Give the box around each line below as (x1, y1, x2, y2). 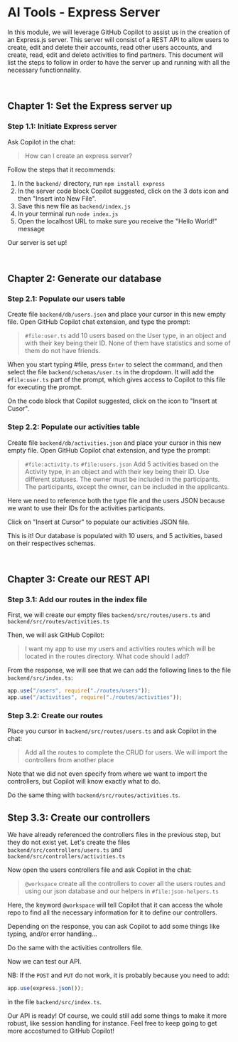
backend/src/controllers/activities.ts (7, 853, 126, 861)
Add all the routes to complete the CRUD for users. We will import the (24, 748, 228, 757)
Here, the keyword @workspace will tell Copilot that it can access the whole (7, 901, 224, 910)
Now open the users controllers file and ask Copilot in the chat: (7, 865, 192, 874)
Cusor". (7, 404, 30, 413)
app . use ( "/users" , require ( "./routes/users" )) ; (7, 688, 151, 695)
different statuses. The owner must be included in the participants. (24, 475, 220, 483)
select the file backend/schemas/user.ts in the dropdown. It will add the (7, 368, 215, 377)
